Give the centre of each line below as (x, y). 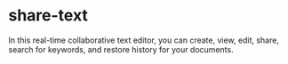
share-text (48, 16)
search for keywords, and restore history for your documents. (121, 49)
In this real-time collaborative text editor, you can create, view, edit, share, (144, 40)
